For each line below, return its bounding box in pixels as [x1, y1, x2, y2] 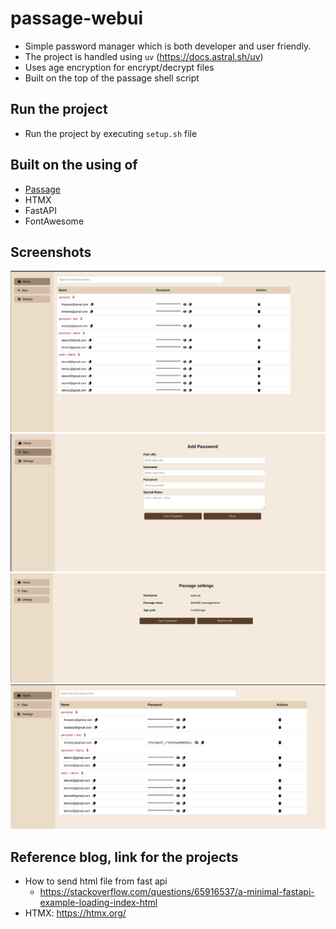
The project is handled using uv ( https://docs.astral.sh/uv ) [24, 50, 264, 62]
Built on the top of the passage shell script [24, 72, 200, 84]
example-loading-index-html [39, 897, 158, 909]
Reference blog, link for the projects [10, 848, 239, 866]
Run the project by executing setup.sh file [24, 127, 198, 139]
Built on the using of [10, 157, 138, 174]
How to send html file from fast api [24, 875, 168, 887]
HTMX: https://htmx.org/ [24, 907, 127, 919]
